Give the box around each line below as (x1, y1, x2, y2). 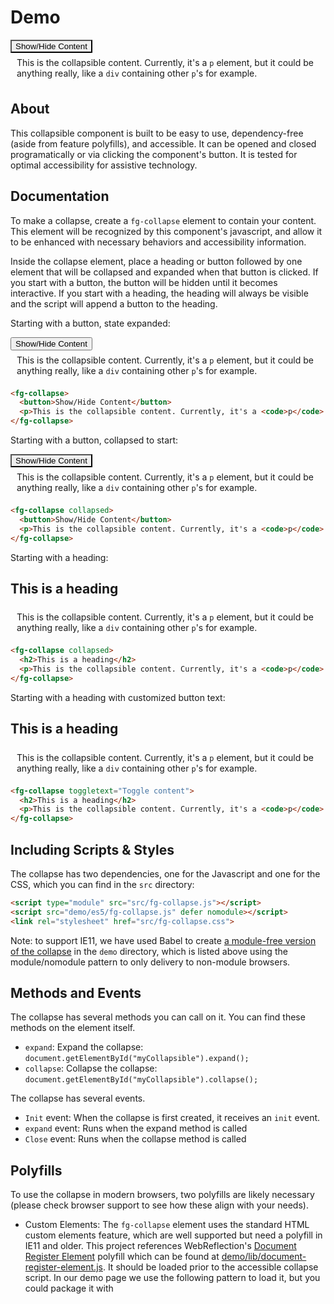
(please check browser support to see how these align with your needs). (10, 1199, 309, 1211)
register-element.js (24, 1261, 103, 1273)
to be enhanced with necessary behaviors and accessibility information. (10, 236, 307, 248)
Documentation (10, 188, 110, 205)
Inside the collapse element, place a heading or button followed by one (10, 255, 303, 267)
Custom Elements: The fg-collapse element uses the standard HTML (24, 1219, 310, 1231)
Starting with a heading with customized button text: (10, 691, 226, 703)
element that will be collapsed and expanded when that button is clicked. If (10, 266, 319, 278)
